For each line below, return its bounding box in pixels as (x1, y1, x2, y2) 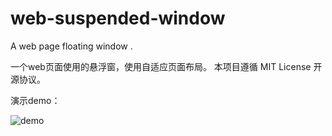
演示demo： (10, 94, 61, 106)
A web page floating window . (10, 40, 133, 52)
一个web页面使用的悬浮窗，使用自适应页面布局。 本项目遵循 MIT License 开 (10, 60, 323, 72)
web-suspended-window (10, 7, 226, 30)
